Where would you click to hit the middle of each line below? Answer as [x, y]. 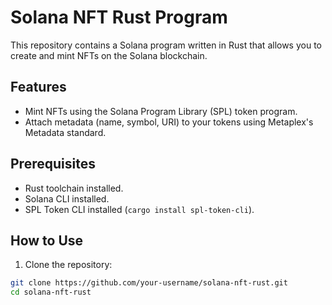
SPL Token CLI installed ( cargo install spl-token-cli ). [139, 209]
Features [38, 87]
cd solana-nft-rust [51, 292]
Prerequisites [53, 164]
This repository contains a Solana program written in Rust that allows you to [166, 45]
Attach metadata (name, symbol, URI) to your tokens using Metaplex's [169, 122]
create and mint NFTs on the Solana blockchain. [109, 55]
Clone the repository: [68, 265]
